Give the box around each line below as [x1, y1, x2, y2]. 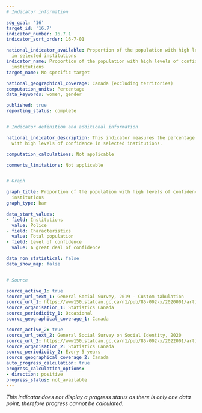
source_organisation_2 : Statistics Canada [6, 343, 114, 349]
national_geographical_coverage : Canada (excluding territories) [6, 80, 173, 86]
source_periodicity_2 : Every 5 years [6, 349, 101, 355]
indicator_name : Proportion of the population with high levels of [6, 58, 179, 64]
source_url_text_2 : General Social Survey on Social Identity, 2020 [6, 332, 182, 338]
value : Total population [11, 234, 74, 240]
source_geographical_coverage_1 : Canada [6, 316, 109, 322]
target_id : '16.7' [6, 25, 52, 31]
